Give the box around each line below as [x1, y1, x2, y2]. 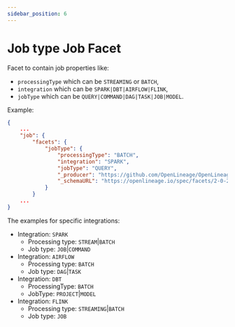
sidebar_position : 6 [7, 10, 68, 18]
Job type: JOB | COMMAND [27, 244, 91, 253]
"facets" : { [32, 139, 68, 146]
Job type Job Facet [7, 40, 121, 56]
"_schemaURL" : [57, 178, 99, 185]
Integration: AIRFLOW [17, 252, 75, 260]
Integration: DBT [17, 274, 62, 283]
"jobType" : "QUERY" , [57, 165, 117, 172]
